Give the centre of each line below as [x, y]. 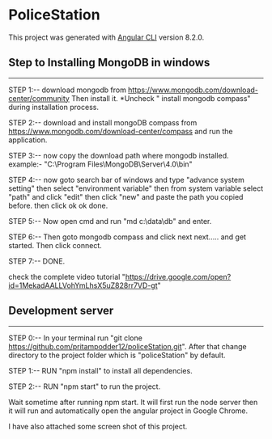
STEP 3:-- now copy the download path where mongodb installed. [119, 155]
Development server [61, 311]
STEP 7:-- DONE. [37, 261]
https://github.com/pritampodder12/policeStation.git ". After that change [127, 346]
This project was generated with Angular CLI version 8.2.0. [106, 37]
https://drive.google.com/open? [178, 276]
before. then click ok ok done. [58, 205]
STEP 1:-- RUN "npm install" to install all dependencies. [100, 370]
